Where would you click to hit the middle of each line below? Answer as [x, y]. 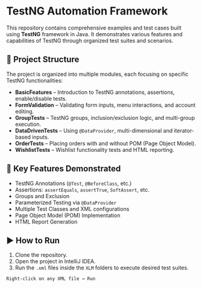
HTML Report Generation [46, 222]
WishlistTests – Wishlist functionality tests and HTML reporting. [95, 149]
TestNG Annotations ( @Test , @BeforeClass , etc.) [73, 183]
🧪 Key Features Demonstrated [64, 169]
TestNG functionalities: [35, 80]
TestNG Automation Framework [87, 11]
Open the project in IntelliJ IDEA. [55, 261]
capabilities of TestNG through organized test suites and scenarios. [90, 40]
